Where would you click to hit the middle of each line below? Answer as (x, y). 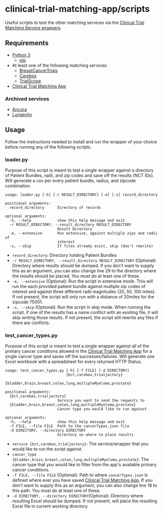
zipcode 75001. (27, 302)
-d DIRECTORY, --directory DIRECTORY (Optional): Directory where (78, 496)
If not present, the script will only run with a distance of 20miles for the (83, 297)
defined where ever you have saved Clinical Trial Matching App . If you (82, 480)
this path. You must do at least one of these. (56, 491)
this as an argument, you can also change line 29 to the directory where (84, 271)
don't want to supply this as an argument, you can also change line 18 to (84, 486)
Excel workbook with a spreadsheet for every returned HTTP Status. (73, 362)
